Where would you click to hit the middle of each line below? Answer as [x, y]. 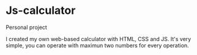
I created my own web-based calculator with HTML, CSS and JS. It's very [98, 39]
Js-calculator [41, 11]
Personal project [26, 27]
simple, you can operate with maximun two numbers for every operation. [97, 45]
